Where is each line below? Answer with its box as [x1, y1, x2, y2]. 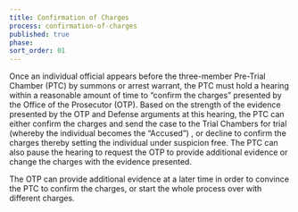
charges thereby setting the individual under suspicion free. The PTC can [9, 138, 278, 148]
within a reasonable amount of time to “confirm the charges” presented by [9, 90, 283, 101]
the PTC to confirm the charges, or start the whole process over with [9, 183, 262, 194]
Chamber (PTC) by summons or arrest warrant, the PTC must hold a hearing [9, 81, 290, 91]
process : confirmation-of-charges [9, 21, 138, 30]
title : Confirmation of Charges [9, 13, 129, 22]
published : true [9, 30, 70, 38]
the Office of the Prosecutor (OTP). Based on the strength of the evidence [9, 99, 281, 110]
